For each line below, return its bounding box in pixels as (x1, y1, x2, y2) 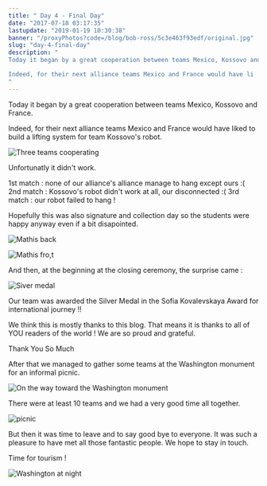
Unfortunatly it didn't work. (8, 162, 97, 172)
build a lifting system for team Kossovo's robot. (8, 132, 163, 142)
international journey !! (8, 304, 82, 314)
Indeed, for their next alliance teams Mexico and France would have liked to (8, 123, 256, 133)
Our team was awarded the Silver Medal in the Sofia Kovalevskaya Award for (8, 296, 259, 305)
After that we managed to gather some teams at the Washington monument (8, 359, 255, 368)
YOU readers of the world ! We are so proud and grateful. (8, 328, 196, 338)
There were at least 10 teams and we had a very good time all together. (8, 399, 241, 408)
